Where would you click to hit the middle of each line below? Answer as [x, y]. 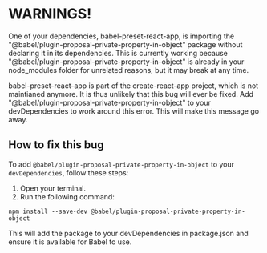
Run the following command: [67, 196]
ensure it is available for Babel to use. [70, 242]
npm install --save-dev [48, 211]
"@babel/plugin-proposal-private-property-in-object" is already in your [126, 62]
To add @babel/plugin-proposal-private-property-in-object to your [121, 164]
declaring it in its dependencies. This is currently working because [118, 53]
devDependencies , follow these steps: [69, 172]
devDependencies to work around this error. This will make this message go [133, 111]
